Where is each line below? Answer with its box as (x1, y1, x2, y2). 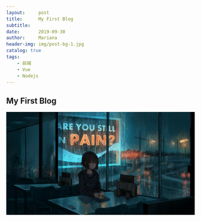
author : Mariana (6, 35, 58, 41)
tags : (6, 54, 20, 60)
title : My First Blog (6, 16, 74, 22)
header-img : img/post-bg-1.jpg (6, 41, 84, 47)
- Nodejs (17, 72, 39, 79)
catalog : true (6, 48, 42, 54)
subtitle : (6, 22, 31, 28)
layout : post (6, 10, 50, 16)
